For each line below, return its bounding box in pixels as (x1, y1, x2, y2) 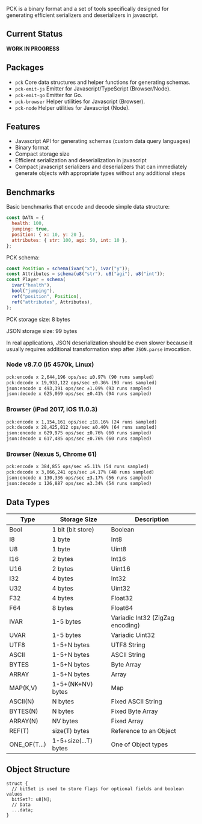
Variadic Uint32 (111, 630, 155, 639)
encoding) (111, 621, 140, 629)
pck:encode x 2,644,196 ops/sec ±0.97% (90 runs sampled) (6, 374, 155, 380)
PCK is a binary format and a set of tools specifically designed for (6, 5, 169, 12)
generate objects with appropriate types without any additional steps (14, 170, 186, 177)
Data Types (6, 497, 50, 507)
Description (135, 515, 170, 524)
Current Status (6, 29, 63, 39)
